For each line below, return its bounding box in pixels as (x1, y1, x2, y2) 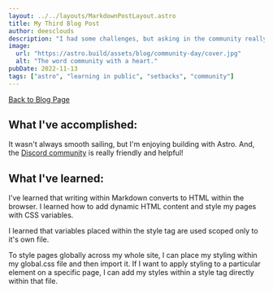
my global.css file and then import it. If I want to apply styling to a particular (8, 259, 262, 268)
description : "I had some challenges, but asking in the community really (8, 34, 267, 43)
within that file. (8, 277, 58, 286)
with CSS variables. (8, 210, 74, 220)
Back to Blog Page (8, 94, 71, 104)
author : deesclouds (8, 27, 75, 35)
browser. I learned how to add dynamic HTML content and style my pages (8, 202, 257, 212)
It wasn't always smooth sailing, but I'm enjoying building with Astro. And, (8, 140, 255, 149)
